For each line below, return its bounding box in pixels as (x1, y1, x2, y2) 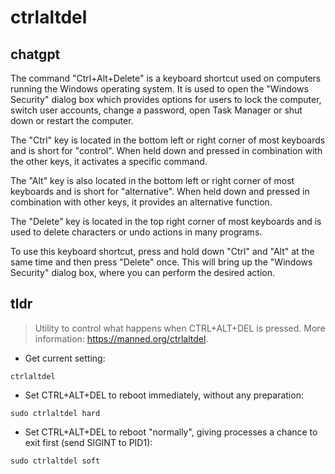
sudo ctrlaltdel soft (10, 456, 101, 466)
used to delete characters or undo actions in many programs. (10, 226, 263, 238)
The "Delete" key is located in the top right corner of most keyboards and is (10, 216, 322, 227)
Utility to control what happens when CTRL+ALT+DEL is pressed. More (34, 322, 326, 334)
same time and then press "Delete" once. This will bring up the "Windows (10, 256, 313, 268)
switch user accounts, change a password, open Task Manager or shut (10, 104, 303, 116)
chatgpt (10, 46, 61, 63)
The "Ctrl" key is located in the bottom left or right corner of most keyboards (10, 134, 326, 146)
